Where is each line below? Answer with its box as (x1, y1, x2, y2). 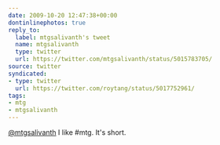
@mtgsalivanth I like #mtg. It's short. (8, 128, 126, 137)
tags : (8, 92, 26, 100)
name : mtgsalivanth (15, 41, 79, 49)
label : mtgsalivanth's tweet (15, 33, 111, 42)
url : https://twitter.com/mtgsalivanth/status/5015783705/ (15, 56, 213, 63)
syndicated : (8, 70, 47, 78)
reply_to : (8, 26, 41, 34)
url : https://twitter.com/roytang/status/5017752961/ (15, 84, 195, 92)
